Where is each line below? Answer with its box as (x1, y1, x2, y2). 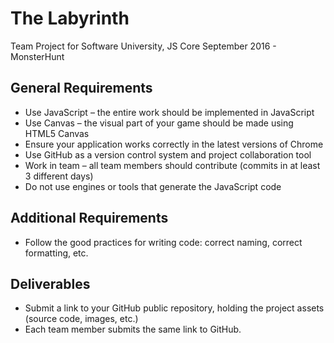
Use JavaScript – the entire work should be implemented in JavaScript (24, 106, 315, 118)
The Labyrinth (10, 7, 130, 30)
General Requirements (10, 80, 153, 97)
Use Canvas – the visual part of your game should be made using (24, 117, 294, 129)
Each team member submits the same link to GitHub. (24, 323, 242, 336)
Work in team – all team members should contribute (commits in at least (24, 159, 321, 171)
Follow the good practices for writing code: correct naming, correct (24, 236, 303, 248)
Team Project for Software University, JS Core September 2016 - (10, 40, 277, 52)
